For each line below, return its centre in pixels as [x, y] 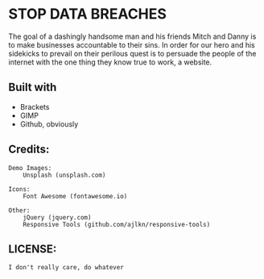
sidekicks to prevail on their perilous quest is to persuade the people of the [132, 53]
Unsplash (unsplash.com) [64, 175]
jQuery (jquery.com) [57, 217]
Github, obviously [49, 124]
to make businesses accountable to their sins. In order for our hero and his [132, 44]
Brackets [35, 106]
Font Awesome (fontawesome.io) [75, 196]
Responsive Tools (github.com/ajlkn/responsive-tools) [117, 224]
